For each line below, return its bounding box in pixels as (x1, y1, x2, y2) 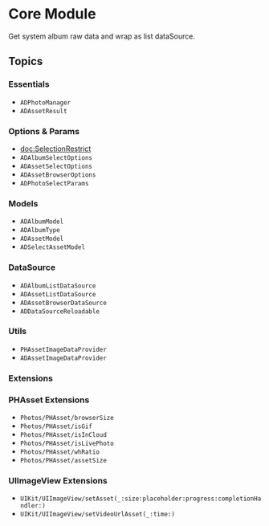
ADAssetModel (19, 234, 64, 243)
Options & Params (8, 125, 80, 137)
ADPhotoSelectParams (19, 179, 89, 187)
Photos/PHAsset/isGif (19, 422, 92, 430)
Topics (8, 55, 43, 68)
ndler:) (19, 502, 46, 510)
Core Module (8, 5, 96, 23)
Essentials (8, 79, 50, 90)
